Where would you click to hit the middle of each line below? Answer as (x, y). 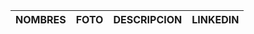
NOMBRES (41, 19)
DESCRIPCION (148, 19)
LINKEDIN (215, 19)
